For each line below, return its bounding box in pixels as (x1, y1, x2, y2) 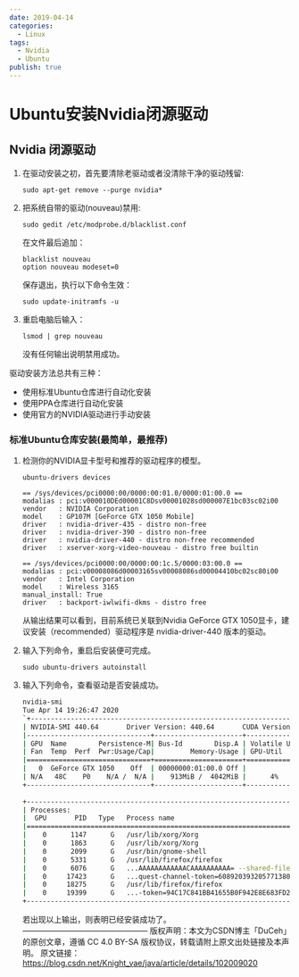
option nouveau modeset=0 (21, 263, 119, 271)
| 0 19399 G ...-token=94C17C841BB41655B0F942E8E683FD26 (21, 889, 295, 898)
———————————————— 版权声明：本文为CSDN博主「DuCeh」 (21, 925, 287, 936)
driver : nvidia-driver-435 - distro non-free (21, 520, 207, 530)
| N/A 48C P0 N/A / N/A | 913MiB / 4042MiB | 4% (21, 772, 279, 781)
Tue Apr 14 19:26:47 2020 (21, 706, 119, 715)
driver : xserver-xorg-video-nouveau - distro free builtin (21, 544, 259, 553)
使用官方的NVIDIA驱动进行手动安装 (21, 408, 152, 420)
